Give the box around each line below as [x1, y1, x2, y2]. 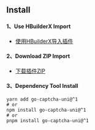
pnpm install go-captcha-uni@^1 [6, 118, 89, 124]
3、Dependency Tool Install [6, 82, 78, 90]
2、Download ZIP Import [6, 52, 70, 60]
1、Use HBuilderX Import [6, 23, 71, 30]
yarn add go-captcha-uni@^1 [6, 96, 78, 103]
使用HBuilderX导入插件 [15, 37, 74, 45]
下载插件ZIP [15, 67, 46, 74]
